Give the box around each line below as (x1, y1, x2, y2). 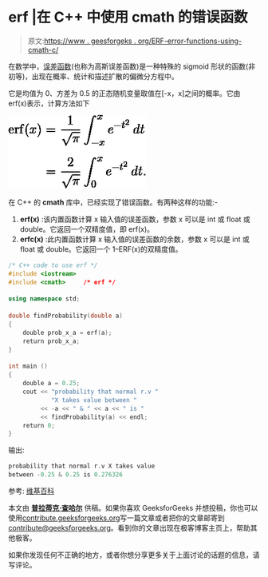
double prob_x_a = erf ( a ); (22, 328, 112, 336)
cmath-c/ (27, 45, 59, 54)
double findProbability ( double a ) (8, 312, 124, 320)
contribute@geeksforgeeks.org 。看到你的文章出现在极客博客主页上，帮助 (8, 523, 251, 533)
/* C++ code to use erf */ (8, 261, 98, 269)
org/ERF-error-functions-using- (137, 36, 242, 46)
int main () (8, 362, 48, 371)
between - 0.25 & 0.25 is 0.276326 (8, 471, 124, 479)
